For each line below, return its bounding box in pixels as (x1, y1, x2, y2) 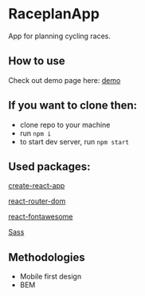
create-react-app (8, 181, 65, 191)
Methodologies (8, 251, 85, 264)
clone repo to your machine (19, 120, 111, 129)
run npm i (19, 128, 52, 138)
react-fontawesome (8, 212, 73, 222)
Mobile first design (19, 272, 82, 282)
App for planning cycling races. (8, 31, 112, 41)
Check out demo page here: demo (8, 75, 121, 85)
